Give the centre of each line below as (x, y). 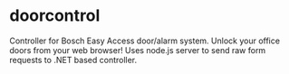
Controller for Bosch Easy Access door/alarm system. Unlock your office (145, 41)
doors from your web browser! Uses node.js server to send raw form (138, 50)
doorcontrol (55, 16)
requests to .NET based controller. (73, 60)
